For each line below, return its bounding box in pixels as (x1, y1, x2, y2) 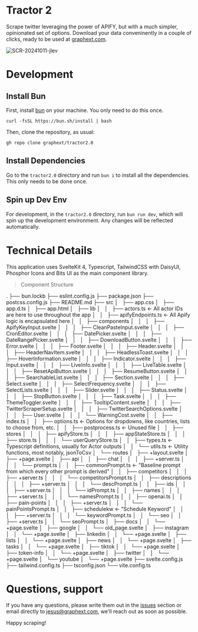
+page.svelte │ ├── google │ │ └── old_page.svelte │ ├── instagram (6, 524, 190, 531)
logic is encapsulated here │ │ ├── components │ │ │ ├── (6, 317, 165, 324)
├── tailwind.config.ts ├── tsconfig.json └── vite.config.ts (6, 561, 151, 569)
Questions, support (6, 582, 103, 595)
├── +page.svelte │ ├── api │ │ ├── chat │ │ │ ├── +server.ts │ (6, 455, 184, 462)
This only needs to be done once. (6, 177, 88, 185)
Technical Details (6, 243, 93, 257)
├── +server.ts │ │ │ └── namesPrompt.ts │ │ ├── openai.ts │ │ (6, 493, 183, 500)
